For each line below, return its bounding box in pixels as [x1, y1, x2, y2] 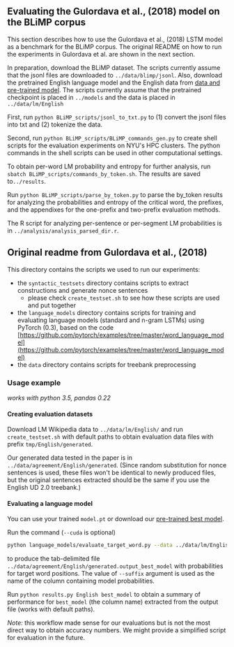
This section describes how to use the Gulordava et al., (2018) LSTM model [7, 35, 223, 43]
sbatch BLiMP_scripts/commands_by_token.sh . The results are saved [7, 169, 201, 177]
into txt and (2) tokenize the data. [7, 120, 103, 129]
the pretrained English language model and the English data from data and [7, 78, 221, 87]
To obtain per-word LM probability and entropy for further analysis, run [7, 162, 211, 170]
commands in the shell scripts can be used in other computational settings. [7, 148, 223, 157]
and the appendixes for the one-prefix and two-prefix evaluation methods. [7, 205, 221, 214]
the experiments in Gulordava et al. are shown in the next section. [7, 50, 196, 58]
